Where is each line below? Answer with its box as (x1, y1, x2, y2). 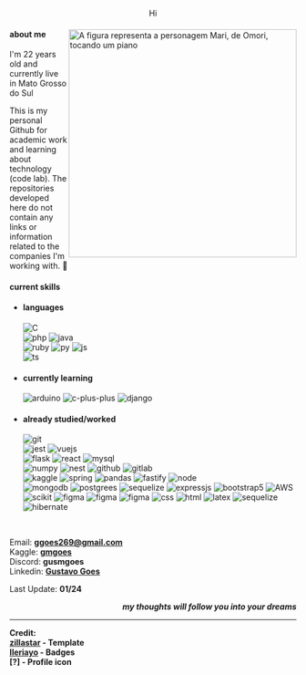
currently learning (22, 372, 94, 383)
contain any (9, 212, 54, 223)
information (9, 232, 53, 243)
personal (9, 115, 43, 126)
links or (9, 222, 37, 233)
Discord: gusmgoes (9, 556, 85, 567)
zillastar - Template (9, 638, 85, 649)
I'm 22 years (9, 49, 56, 60)
